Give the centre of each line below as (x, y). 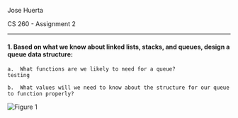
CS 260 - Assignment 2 (41, 24)
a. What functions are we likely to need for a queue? (91, 69)
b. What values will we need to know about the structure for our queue (119, 88)
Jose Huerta (25, 10)
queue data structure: (40, 54)
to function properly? (41, 94)
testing (19, 76)
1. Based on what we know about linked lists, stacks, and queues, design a (119, 47)
